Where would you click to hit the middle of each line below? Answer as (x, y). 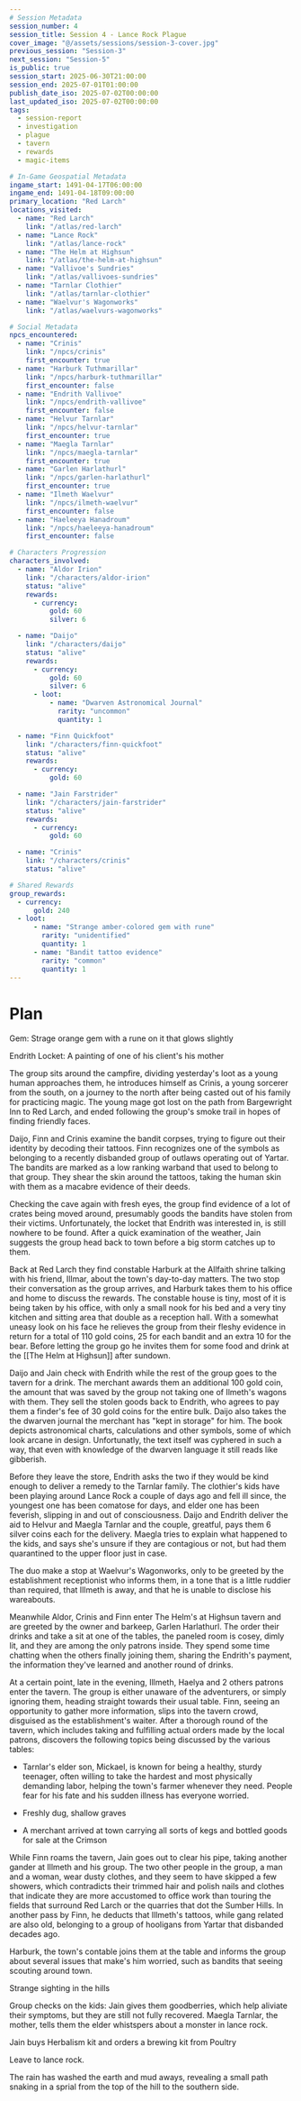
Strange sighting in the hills (60, 1988)
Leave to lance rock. (47, 2060)
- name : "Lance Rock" (58, 235)
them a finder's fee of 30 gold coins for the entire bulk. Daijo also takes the (148, 1411)
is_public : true (40, 69)
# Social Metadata (44, 327)
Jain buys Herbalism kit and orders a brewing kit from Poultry (123, 2042)
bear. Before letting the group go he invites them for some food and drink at (149, 1346)
